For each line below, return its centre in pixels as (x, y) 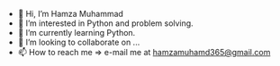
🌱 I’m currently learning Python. (77, 33)
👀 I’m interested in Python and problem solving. (105, 23)
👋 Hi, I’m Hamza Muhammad (71, 14)
